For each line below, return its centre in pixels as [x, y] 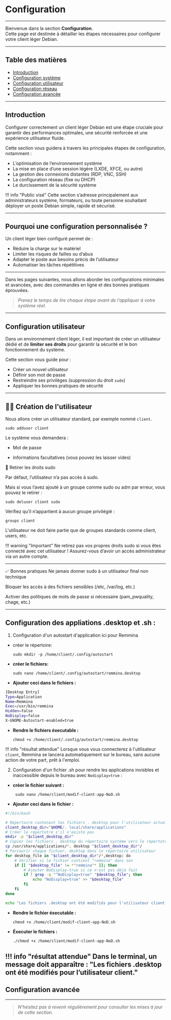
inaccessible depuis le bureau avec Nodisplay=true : [67, 775]
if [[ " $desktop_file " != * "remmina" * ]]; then [66, 865]
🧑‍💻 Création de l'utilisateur [49, 407]
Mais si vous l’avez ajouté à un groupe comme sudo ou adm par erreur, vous [85, 487]
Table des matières [36, 60]
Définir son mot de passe [39, 375]
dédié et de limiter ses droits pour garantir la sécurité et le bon [71, 344]
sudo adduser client [27, 428]
